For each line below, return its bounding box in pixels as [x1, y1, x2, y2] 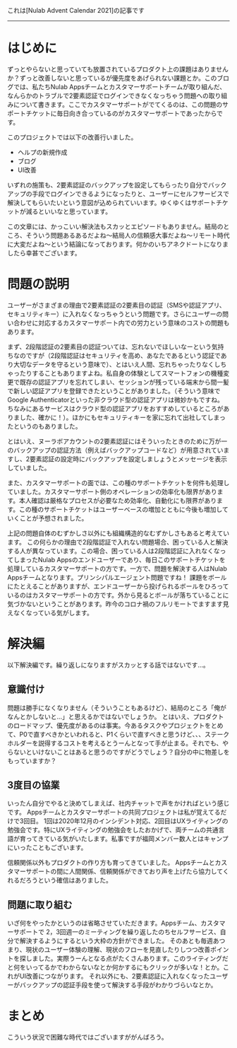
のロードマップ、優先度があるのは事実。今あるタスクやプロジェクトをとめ [7, 721, 224, 730]
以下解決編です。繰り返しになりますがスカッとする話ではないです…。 [7, 660, 209, 669]
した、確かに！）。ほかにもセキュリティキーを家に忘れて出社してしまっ [19, 413, 226, 421]
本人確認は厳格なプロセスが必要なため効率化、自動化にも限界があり [18, 496, 217, 504]
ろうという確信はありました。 [25, 876, 113, 885]
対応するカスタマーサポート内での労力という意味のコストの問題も [37, 318, 230, 327]
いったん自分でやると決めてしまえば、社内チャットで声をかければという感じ [7, 799, 230, 808]
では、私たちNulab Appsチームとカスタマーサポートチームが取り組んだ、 [13, 82, 226, 91]
